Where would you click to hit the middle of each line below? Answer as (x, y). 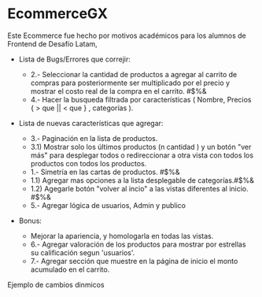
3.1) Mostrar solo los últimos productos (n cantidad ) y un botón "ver (141, 147)
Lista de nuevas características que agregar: (91, 123)
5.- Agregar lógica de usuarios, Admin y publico (108, 205)
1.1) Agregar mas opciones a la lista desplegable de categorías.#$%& (142, 180)
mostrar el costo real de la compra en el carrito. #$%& (118, 91)
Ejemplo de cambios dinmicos (56, 284)
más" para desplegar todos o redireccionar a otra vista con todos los (142, 155)
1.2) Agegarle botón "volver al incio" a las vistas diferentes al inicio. (139, 188)
